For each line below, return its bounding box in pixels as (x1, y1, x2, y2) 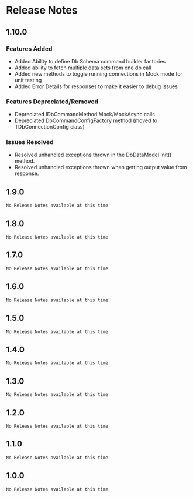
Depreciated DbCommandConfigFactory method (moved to (14, 117, 158, 124)
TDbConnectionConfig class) (14, 123, 85, 130)
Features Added (6, 45, 53, 53)
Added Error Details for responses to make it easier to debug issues (14, 83, 178, 90)
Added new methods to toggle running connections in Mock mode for (14, 70, 183, 77)
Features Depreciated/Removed (6, 98, 98, 106)
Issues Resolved (6, 138, 54, 146)
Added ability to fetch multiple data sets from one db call (14, 64, 151, 71)
